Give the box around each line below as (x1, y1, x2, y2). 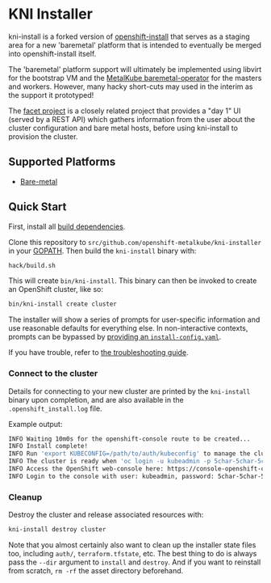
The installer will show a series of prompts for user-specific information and (8, 315, 261, 324)
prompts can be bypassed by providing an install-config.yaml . (8, 332, 222, 342)
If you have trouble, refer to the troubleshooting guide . (8, 348, 189, 357)
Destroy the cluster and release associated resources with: (8, 510, 204, 520)
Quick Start (8, 200, 67, 214)
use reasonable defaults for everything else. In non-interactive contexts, (8, 323, 248, 333)
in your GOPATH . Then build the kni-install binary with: (8, 246, 197, 256)
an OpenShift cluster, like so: (8, 285, 103, 294)
